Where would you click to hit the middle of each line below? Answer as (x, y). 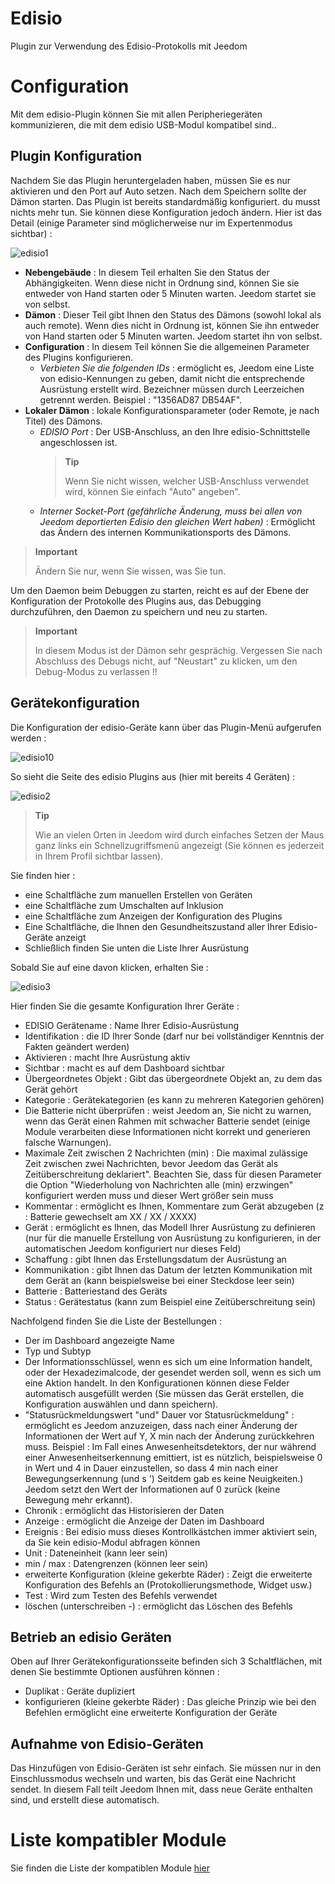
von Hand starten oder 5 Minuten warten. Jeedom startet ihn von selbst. (173, 336)
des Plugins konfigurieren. (78, 357)
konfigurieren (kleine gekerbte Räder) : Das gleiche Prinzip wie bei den (170, 1702)
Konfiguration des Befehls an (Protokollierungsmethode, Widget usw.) (168, 1584)
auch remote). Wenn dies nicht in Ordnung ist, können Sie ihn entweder (172, 325)
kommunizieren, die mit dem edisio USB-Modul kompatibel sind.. (143, 124)
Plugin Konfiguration (76, 156)
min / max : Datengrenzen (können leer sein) (116, 1563)
